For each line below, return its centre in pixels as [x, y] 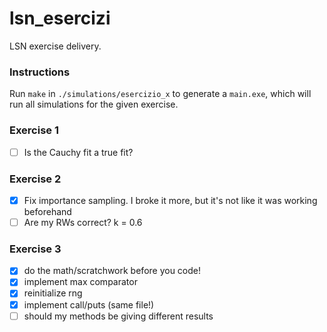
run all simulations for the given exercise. [94, 104]
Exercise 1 [34, 130]
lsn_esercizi [60, 18]
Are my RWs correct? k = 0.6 [83, 222]
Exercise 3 [35, 249]
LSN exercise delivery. [55, 46]
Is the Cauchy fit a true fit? [78, 152]
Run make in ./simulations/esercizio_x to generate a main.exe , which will [160, 94]
